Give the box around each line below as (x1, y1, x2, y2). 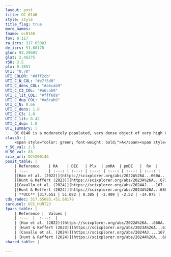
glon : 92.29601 (5, 50, 38, 55)
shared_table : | (5, 239, 40, 244)
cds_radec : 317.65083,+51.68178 (5, 196, 74, 202)
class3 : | (5, 135, 26, 140)
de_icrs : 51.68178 (5, 45, 44, 50)
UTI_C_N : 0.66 (5, 102, 36, 107)
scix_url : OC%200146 (5, 154, 49, 159)
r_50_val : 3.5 (5, 145, 36, 150)
